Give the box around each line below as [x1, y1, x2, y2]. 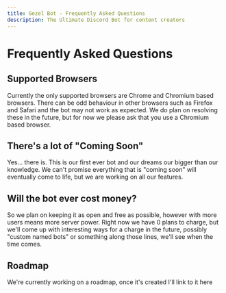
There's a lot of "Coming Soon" [7, 140, 144, 151]
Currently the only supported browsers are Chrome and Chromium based [7, 91, 214, 99]
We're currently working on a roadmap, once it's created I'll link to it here [7, 278, 213, 286]
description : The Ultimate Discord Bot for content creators [7, 16, 186, 23]
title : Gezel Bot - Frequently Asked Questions [7, 10, 146, 17]
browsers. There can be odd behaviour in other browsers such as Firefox [7, 99, 214, 107]
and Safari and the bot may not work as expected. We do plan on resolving [7, 105, 218, 114]
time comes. [7, 240, 42, 249]
